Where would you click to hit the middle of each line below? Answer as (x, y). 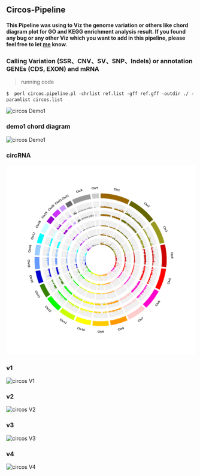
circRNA (19, 155)
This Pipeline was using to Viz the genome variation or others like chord (97, 25)
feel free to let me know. (37, 44)
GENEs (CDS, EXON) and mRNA (53, 69)
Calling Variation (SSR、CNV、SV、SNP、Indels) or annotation (99, 61)
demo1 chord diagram (38, 127)
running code (37, 82)
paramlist (19, 100)
